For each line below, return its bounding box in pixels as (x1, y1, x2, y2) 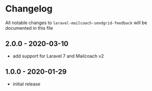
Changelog (5, 3, 53, 15)
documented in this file (5, 25, 53, 31)
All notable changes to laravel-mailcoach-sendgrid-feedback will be (5, 20, 147, 26)
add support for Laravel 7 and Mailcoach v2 (12, 53, 104, 59)
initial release (12, 81, 41, 87)
